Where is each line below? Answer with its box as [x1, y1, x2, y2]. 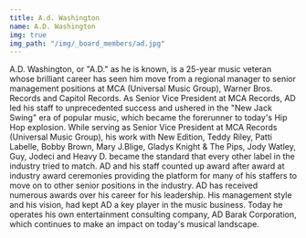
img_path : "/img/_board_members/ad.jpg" [9, 38, 166, 48]
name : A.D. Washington [9, 22, 96, 31]
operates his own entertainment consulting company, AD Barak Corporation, [9, 209, 297, 220]
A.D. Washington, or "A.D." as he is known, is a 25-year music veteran [9, 64, 272, 75]
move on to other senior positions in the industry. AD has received [9, 180, 259, 191]
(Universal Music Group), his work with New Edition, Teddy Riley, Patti [9, 131, 272, 142]
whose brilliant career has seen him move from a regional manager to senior [9, 74, 297, 85]
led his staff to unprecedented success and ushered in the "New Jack [9, 102, 272, 114]
